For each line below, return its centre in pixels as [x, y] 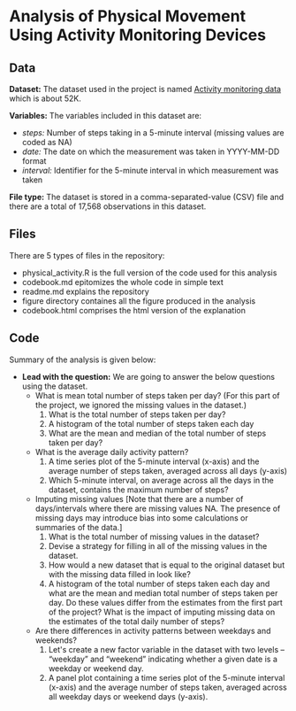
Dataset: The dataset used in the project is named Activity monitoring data [145, 89]
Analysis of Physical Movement [127, 16]
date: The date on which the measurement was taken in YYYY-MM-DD [151, 151]
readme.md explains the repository [86, 291]
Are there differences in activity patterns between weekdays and [153, 630]
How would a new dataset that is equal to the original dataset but [167, 565]
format [34, 161]
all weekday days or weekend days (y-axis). [128, 696]
